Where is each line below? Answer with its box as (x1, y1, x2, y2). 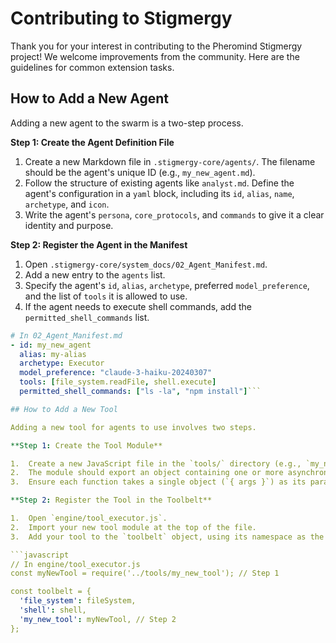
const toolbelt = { (10, 587, 92, 597)
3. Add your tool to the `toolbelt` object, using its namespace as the (10, 532, 325, 542)
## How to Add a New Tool (10, 404, 118, 414)
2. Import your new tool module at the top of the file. (10, 522, 257, 532)
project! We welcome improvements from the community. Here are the (10, 50, 300, 62)
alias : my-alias (19, 349, 87, 359)
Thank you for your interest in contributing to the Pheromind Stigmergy (10, 40, 303, 52)
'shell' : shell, (19, 605, 87, 615)
